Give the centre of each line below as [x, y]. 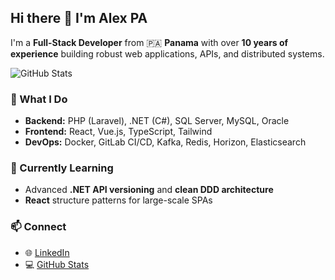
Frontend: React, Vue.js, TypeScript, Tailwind [118, 132]
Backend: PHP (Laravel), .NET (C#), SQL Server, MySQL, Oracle [157, 121]
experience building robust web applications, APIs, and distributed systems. [167, 53]
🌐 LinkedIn [47, 252]
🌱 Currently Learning [62, 168]
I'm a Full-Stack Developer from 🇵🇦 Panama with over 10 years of [149, 42]
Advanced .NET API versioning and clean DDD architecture [149, 190]
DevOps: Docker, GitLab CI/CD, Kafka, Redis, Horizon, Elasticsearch [165, 142]
